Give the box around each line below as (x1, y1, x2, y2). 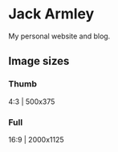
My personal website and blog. (8, 31, 111, 41)
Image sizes (8, 54, 70, 68)
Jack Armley (8, 5, 95, 23)
